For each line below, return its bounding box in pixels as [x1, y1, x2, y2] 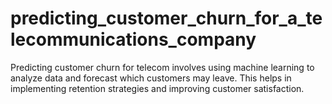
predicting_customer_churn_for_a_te [10, 7, 323, 30]
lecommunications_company [10, 28, 257, 51]
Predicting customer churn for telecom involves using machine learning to [10, 61, 315, 73]
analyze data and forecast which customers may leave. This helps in [10, 72, 292, 84]
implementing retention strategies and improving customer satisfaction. [10, 82, 305, 94]
